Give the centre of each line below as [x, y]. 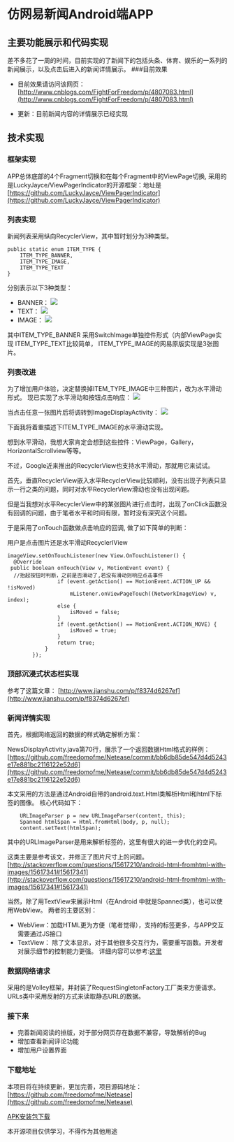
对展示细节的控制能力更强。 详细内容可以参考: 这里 [89, 951]
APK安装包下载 [29, 1116]
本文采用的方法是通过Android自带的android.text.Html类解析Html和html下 [112, 794]
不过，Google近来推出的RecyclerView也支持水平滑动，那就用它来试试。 [111, 466]
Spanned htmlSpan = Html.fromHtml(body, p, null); [95, 822]
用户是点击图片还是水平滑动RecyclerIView [67, 543]
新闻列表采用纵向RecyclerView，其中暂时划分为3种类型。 [90, 236]
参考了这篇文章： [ [34, 690]
